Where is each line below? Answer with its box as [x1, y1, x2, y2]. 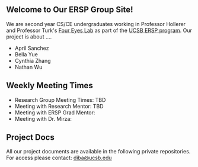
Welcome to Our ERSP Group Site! [6, 5, 133, 15]
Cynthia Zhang [14, 57, 52, 64]
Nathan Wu [14, 63, 43, 70]
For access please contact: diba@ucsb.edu [6, 154, 112, 162]
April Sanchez [14, 44, 49, 52]
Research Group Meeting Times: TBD [14, 96, 106, 103]
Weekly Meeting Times [6, 81, 93, 91]
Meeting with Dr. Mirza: [14, 115, 72, 122]
